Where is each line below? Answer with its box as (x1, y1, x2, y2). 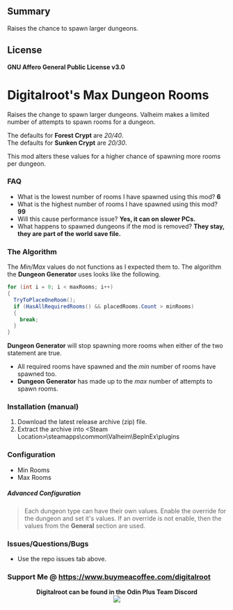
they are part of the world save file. (17, 229, 122, 237)
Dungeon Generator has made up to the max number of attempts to (17, 377, 213, 386)
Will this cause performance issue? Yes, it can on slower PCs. (17, 214, 196, 223)
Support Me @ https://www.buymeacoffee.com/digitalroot (7, 572, 211, 581)
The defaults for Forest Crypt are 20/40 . (7, 131, 124, 139)
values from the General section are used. (24, 522, 146, 530)
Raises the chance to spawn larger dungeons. (7, 24, 139, 32)
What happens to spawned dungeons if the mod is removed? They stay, (17, 222, 225, 230)
